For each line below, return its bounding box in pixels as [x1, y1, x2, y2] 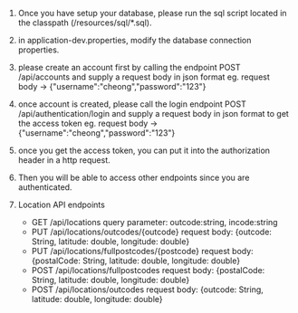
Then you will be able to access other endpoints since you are [17, 172, 250, 183]
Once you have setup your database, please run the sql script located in [17, 8, 287, 18]
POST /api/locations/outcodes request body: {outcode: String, [31, 284, 264, 295]
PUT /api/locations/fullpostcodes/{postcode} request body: [31, 246, 254, 256]
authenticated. [17, 182, 72, 193]
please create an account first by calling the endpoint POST [17, 62, 242, 72]
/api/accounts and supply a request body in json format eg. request [17, 71, 270, 82]
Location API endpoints [17, 199, 106, 210]
